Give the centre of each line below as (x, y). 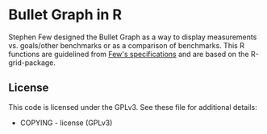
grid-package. (32, 63)
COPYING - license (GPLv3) (66, 123)
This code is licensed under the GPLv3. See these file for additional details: (133, 107)
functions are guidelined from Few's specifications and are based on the (129, 54)
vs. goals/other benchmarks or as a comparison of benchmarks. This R (126, 45)
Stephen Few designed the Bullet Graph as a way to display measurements (133, 37)
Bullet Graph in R (65, 15)
